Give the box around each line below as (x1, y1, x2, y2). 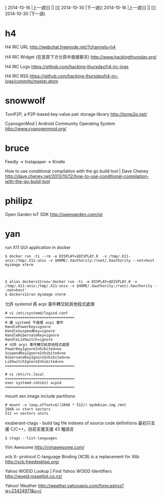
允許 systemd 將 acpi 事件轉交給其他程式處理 (5, 301, 95, 307)
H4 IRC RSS (5, 73, 29, 79)
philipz (5, 196, 33, 206)
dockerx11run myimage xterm (9, 292, 66, 297)
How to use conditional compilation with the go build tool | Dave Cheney (5, 168, 149, 174)
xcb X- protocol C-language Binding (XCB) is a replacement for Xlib (5, 453, 139, 459)
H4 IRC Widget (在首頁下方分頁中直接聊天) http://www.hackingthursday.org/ (5, 54, 157, 60)
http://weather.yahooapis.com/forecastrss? (38, 482, 124, 488)
